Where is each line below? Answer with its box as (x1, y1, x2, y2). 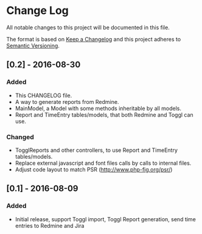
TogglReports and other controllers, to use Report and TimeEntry (15, 146, 178, 154)
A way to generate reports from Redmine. (15, 98, 119, 105)
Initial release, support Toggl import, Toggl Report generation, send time (15, 215, 196, 222)
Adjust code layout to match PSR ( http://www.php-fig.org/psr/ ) (15, 165, 173, 173)
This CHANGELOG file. (15, 92, 72, 99)
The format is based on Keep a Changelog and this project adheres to (6, 35, 181, 43)
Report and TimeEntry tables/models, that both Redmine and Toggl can (15, 111, 193, 119)
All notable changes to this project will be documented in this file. (6, 24, 170, 31)
